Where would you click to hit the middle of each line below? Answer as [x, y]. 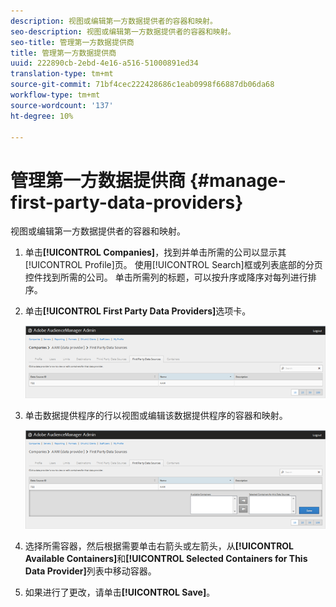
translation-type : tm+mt [62, 74]
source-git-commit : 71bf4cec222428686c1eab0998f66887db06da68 [142, 85]
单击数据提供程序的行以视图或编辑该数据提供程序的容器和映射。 [156, 415]
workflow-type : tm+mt [55, 95]
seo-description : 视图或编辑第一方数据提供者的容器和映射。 [123, 31]
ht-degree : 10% [42, 116]
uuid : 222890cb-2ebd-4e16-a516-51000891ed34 [104, 63]
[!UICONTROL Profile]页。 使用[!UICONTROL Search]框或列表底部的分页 [173, 265]
